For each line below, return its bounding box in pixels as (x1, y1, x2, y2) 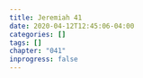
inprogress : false (9, 55, 78, 64)
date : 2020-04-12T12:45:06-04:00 (9, 22, 135, 30)
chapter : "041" (9, 47, 67, 56)
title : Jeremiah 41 (9, 13, 83, 22)
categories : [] (9, 30, 67, 39)
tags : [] (9, 38, 42, 48)
